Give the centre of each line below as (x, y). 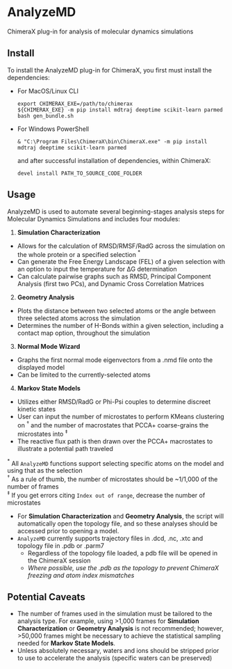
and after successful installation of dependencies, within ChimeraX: (114, 160)
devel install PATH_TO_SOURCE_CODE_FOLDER (80, 173)
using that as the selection (45, 471)
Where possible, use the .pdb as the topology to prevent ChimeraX (123, 567)
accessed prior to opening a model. (68, 530)
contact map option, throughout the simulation (84, 333)
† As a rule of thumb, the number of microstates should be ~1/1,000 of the (113, 479)
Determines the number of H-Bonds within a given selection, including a (121, 326)
